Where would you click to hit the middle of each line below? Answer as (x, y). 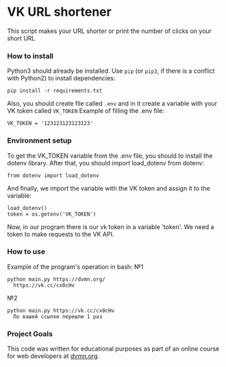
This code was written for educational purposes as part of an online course (113, 349)
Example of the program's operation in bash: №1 (75, 267)
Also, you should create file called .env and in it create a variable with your (112, 104)
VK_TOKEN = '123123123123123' (50, 123)
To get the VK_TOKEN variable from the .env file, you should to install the (110, 156)
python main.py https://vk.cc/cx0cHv (61, 310)
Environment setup (39, 141)
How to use (26, 252)
